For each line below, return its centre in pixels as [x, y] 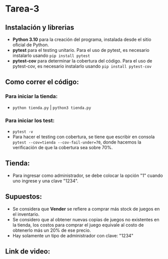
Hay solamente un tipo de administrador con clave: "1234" [73, 235]
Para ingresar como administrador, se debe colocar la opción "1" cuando [88, 175]
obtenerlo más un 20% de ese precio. [52, 230]
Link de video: [28, 251]
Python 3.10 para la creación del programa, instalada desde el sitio [82, 39]
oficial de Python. [31, 45]
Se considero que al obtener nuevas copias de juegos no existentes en [86, 219]
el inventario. [26, 214]
